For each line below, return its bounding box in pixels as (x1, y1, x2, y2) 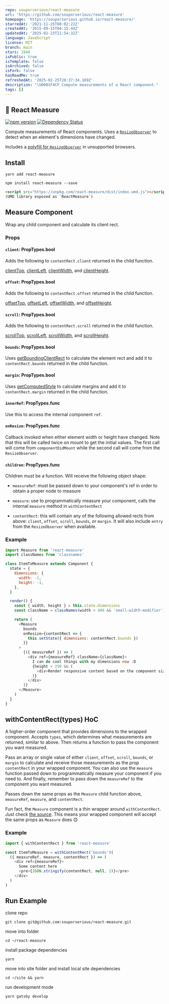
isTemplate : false (5, 59, 44, 64)
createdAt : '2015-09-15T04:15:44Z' (5, 26, 80, 31)
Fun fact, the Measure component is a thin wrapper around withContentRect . (5, 806, 161, 812)
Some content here (18, 864, 57, 869)
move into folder (5, 928, 39, 934)
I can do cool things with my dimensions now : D (32, 659, 136, 664)
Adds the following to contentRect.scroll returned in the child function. (5, 323, 154, 329)
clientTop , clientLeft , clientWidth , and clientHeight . (5, 267, 110, 274)
